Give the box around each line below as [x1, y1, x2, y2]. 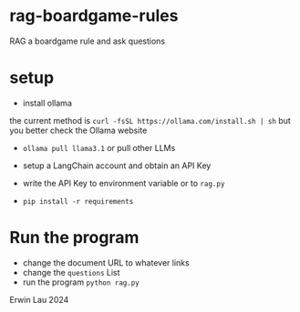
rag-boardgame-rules [9, 5, 179, 26]
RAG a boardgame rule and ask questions [9, 35, 166, 46]
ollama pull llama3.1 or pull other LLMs [22, 142, 176, 153]
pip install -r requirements [22, 196, 134, 206]
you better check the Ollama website [9, 125, 148, 136]
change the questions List [22, 267, 120, 277]
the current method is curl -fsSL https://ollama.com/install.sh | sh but [9, 115, 292, 126]
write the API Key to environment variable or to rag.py [22, 177, 225, 188]
